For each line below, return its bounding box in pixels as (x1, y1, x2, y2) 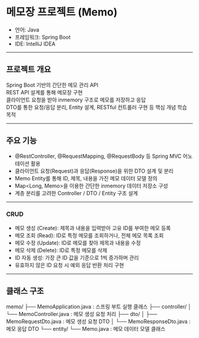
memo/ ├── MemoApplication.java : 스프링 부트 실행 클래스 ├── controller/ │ (6, 303, 192, 310)
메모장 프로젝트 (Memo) (6, 5, 118, 19)
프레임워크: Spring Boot (14, 33, 71, 40)
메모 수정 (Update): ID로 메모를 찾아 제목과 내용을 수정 (14, 239, 141, 246)
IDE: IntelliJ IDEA (14, 40, 56, 47)
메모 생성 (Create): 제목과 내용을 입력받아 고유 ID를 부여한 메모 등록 (14, 224, 171, 231)
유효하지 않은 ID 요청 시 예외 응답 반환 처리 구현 (14, 262, 124, 269)
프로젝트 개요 (6, 65, 52, 75)
